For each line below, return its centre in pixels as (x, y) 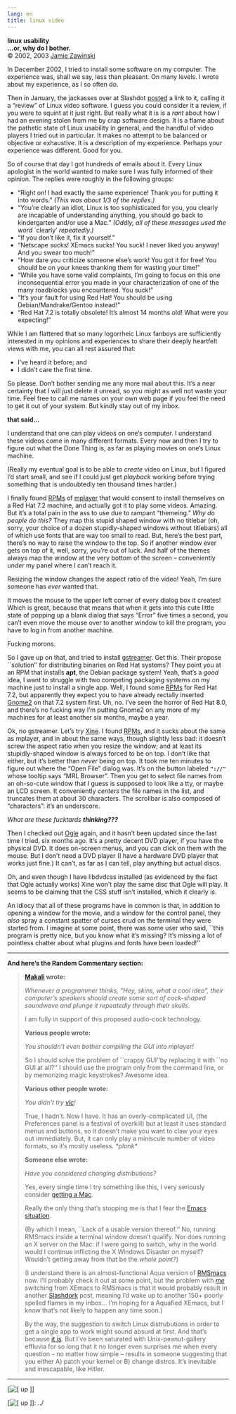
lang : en (20, 14)
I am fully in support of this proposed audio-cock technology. (113, 1019)
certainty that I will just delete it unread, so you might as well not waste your (117, 391)
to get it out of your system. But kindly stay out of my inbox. (94, 405)
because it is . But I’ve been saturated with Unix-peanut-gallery (115, 1339)
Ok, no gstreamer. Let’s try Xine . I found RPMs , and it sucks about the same (117, 731)
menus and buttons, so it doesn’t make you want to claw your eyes (121, 1131)
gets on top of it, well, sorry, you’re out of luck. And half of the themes (109, 550)
